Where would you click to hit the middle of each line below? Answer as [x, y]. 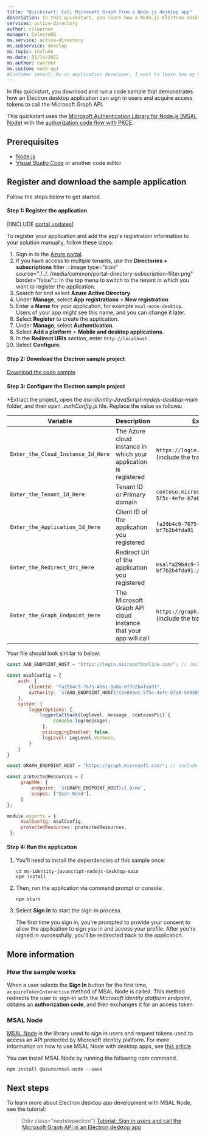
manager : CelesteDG [32, 35]
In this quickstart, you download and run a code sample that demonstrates [100, 91]
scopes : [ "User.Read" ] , [61, 794]
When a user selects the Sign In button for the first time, [77, 985]
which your [131, 454]
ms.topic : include [30, 52]
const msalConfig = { [34, 676]
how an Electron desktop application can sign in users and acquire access [100, 98]
